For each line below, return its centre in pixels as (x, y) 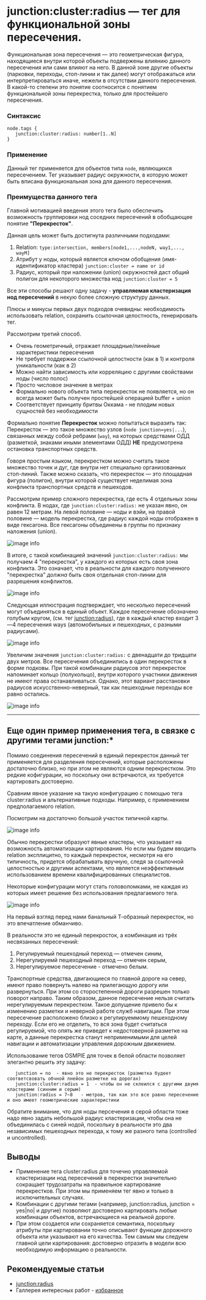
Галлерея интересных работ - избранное (70, 1290)
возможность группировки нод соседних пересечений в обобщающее (100, 217)
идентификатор (36, 266)
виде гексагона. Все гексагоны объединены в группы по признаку (94, 525)
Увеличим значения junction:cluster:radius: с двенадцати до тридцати (102, 655)
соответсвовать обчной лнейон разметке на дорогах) (74, 1079)
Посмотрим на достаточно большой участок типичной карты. (88, 818)
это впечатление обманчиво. (45, 923)
